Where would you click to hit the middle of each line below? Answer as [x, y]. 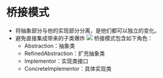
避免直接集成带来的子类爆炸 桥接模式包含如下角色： [84, 38]
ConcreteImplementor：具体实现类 [68, 68]
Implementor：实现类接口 [56, 61]
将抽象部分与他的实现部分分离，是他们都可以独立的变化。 [87, 30]
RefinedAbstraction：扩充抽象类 [65, 53]
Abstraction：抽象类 [49, 46]
